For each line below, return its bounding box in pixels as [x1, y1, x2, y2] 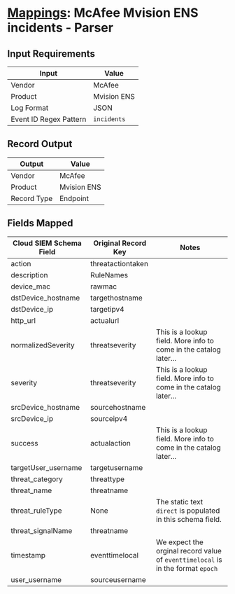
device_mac [10, 282, 51, 291]
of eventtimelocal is [156, 555, 222, 565]
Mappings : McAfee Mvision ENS [7, 5, 199, 21]
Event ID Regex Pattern [10, 114, 87, 124]
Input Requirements [7, 48, 96, 60]
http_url [10, 315, 36, 325]
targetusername [90, 462, 143, 472]
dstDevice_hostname [10, 293, 80, 303]
